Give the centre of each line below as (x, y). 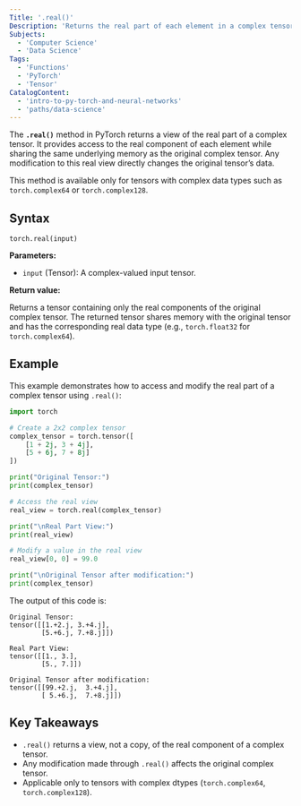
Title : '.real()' (42, 17)
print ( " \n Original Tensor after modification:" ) (102, 575)
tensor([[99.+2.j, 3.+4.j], (64, 687)
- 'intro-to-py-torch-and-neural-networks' (99, 101)
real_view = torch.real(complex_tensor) (86, 510)
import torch (34, 412)
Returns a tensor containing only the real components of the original (135, 308)
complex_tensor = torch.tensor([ (72, 436)
